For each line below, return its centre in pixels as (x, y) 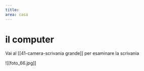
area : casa (17, 15)
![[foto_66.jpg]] (21, 63)
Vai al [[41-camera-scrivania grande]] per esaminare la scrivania (72, 53)
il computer (30, 40)
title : (12, 10)
